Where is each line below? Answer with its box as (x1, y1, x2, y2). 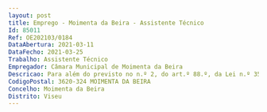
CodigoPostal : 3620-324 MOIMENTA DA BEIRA (8, 77, 151, 85)
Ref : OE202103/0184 (8, 33, 73, 42)
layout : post (8, 11, 52, 20)
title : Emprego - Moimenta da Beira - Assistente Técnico (8, 19, 204, 27)
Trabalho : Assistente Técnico (8, 56, 109, 64)
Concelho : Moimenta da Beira (8, 84, 105, 93)
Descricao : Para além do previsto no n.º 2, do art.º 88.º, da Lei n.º (8, 70, 250, 78)
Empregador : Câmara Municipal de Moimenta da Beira (8, 63, 183, 71)
